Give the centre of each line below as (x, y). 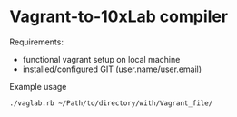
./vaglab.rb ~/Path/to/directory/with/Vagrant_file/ (111, 103)
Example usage (38, 86)
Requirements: (36, 42)
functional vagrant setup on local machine (101, 59)
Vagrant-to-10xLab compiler (119, 17)
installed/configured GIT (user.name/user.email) (112, 69)
